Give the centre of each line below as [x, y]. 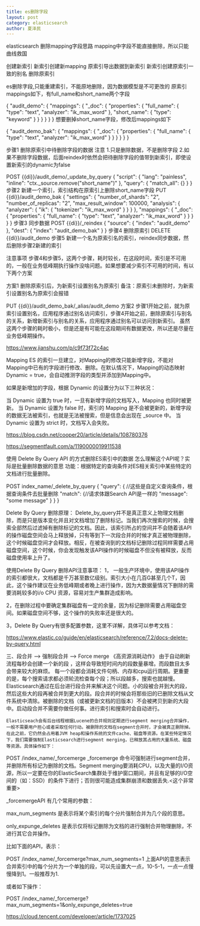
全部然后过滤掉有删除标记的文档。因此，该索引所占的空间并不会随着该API [101, 528]
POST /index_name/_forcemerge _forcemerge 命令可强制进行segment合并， [100, 758]
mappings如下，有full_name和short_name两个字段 [68, 94]
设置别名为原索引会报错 [40, 293]
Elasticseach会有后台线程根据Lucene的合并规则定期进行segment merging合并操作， [99, 721]
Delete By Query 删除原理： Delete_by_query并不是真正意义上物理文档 [92, 513]
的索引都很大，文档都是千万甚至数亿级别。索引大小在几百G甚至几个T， [93, 578]
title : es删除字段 [27, 12]
